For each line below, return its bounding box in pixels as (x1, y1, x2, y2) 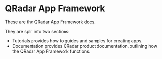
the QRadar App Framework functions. (12, 48, 91, 54)
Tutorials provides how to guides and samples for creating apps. (12, 38, 143, 44)
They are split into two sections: (5, 28, 70, 34)
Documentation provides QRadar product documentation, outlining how (12, 43, 158, 49)
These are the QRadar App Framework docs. (5, 19, 96, 25)
